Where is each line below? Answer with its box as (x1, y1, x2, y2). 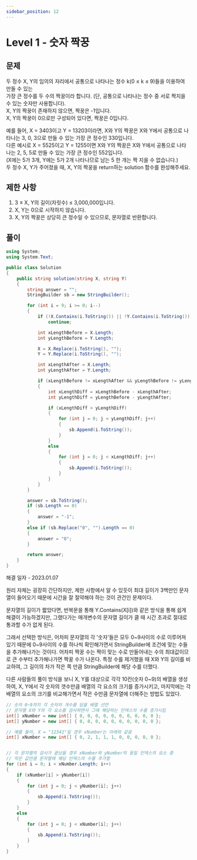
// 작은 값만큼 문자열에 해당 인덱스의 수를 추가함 (6, 756, 110, 762)
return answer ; (27, 552, 64, 558)
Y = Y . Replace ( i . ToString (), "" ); (37, 351, 122, 357)
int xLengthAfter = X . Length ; (37, 362, 111, 368)
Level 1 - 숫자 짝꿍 (6, 36, 90, 49)
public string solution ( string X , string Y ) (16, 276, 127, 282)
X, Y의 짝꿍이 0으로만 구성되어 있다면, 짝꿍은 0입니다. (6, 114, 129, 121)
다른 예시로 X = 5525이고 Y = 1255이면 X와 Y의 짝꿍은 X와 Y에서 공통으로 (6, 142, 176, 149)
